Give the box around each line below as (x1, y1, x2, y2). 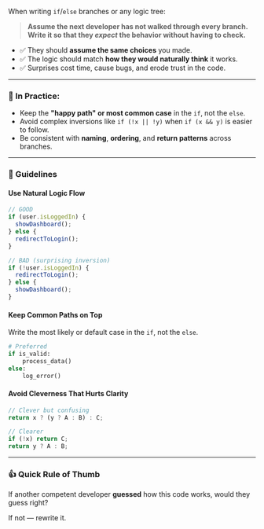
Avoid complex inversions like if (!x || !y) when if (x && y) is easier (19, 117, 253, 127)
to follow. (19, 125, 49, 134)
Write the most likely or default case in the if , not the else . (8, 328, 199, 337)
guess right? (8, 498, 49, 508)
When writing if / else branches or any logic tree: (8, 7, 167, 16)
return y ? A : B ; (8, 443, 68, 450)
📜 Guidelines (8, 169, 57, 180)
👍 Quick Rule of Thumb (8, 469, 101, 479)
